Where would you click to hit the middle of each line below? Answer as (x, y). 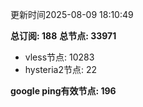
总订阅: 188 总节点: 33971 (63, 36)
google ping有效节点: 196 (63, 91)
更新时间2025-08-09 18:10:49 (72, 14)
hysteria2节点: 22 (60, 69)
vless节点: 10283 (59, 57)
